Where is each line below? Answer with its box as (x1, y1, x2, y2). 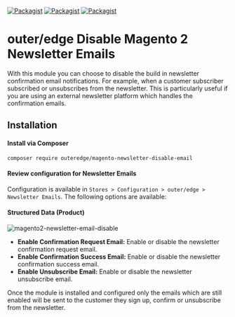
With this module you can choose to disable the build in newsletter (7, 69, 200, 77)
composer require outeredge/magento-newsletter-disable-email (7, 154, 193, 161)
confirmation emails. (7, 99, 67, 107)
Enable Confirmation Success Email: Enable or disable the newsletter (17, 252, 221, 261)
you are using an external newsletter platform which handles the (7, 91, 193, 100)
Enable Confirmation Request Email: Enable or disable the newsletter (17, 237, 220, 245)
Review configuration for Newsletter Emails (7, 169, 137, 178)
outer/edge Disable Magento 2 (7, 32, 188, 47)
